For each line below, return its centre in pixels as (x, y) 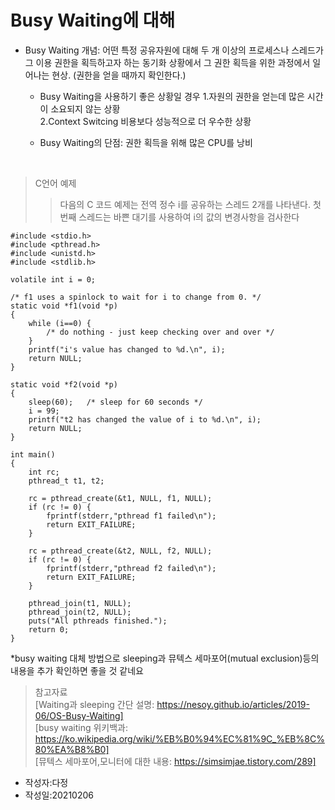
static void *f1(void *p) (64, 306)
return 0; (49, 629)
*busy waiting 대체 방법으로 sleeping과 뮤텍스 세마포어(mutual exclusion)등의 (165, 658)
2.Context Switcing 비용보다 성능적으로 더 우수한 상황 (145, 121)
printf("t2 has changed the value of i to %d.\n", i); (145, 419)
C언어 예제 (55, 183)
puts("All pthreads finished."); (98, 621)
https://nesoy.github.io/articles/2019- (233, 704)
